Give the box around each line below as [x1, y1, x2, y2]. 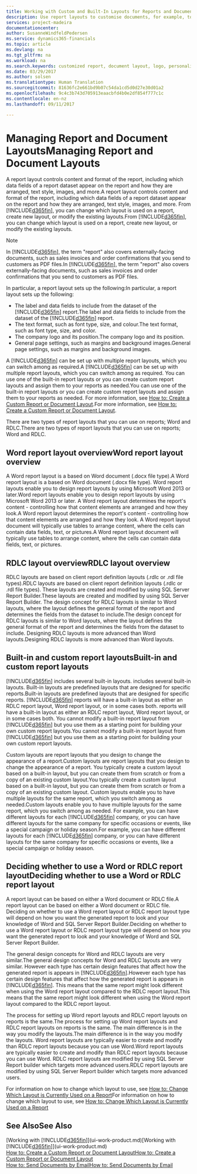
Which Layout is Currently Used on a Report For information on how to [6, 1091, 175, 1098]
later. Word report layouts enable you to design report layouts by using [6, 491, 175, 498]
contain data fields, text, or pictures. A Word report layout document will [6, 529, 179, 536]
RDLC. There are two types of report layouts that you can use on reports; [6, 424, 181, 431]
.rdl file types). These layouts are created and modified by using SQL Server [6, 586, 189, 593]
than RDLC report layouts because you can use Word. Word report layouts [6, 1043, 184, 1050]
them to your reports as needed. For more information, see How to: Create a [6, 394, 190, 401]
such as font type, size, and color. [14, 327, 97, 334]
